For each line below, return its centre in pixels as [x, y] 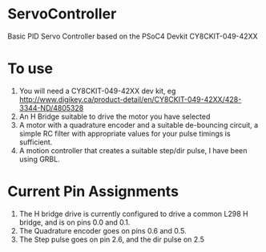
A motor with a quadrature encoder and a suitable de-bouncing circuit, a [139, 124]
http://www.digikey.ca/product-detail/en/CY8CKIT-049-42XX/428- [130, 99]
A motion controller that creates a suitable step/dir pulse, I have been [133, 150]
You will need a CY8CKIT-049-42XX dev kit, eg [97, 91]
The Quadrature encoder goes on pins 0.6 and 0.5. [103, 230]
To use [30, 69]
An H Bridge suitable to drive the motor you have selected [115, 116]
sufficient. [36, 142]
